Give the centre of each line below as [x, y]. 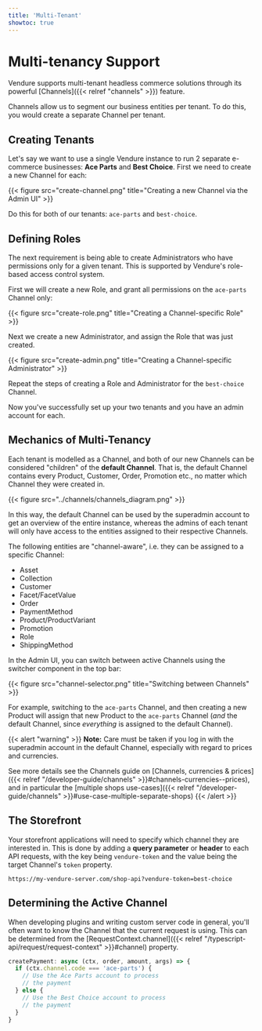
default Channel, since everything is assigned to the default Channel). [120, 723]
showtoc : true [31, 23]
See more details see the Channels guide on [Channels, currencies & [119, 771]
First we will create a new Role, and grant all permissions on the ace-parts [127, 290]
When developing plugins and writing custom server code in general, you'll [129, 922]
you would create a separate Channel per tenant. [87, 115]
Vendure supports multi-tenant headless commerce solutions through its [125, 83]
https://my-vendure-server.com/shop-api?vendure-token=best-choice [120, 879]
